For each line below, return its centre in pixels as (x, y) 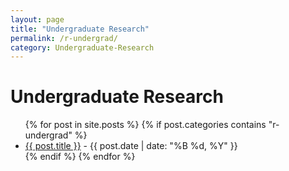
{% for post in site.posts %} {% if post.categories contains (145, 125)
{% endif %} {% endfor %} (80, 157)
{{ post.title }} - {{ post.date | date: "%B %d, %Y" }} (131, 146)
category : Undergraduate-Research (82, 47)
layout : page (37, 19)
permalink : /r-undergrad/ (64, 38)
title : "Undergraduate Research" (80, 29)
